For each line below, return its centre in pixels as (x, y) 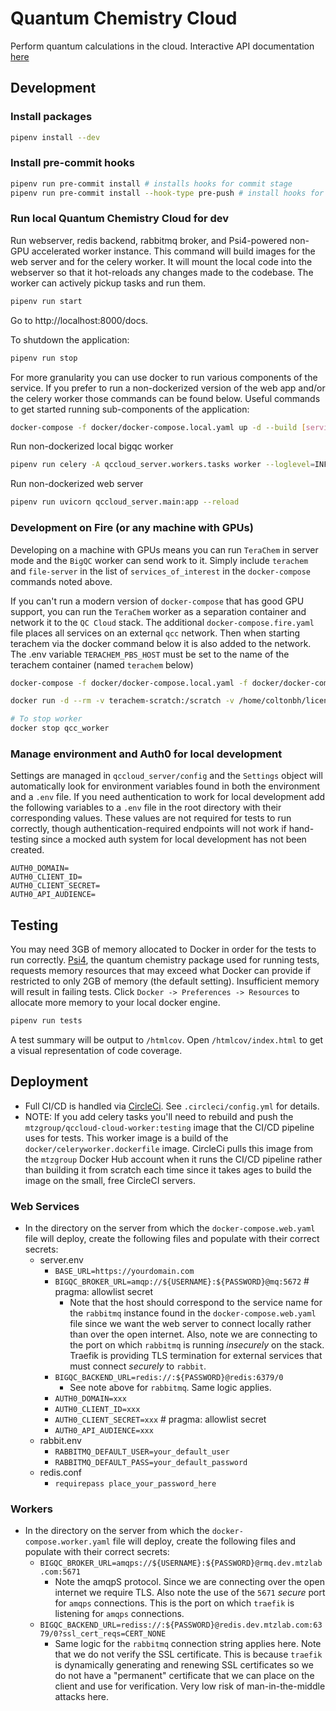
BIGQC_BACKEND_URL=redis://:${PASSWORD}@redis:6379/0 (169, 1378)
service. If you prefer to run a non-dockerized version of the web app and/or (168, 388)
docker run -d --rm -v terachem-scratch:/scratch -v (122, 701)
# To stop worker (46, 719)
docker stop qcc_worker (60, 728)
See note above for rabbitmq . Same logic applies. (170, 1388)
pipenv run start (46, 301)
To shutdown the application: (70, 339)
